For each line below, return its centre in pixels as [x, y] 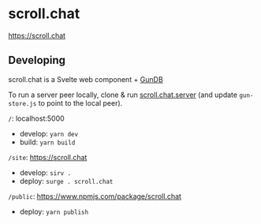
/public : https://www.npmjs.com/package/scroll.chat [95, 196]
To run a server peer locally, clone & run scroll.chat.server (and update [123, 95]
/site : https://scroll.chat [48, 157]
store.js [22, 103]
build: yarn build [47, 142]
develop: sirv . [45, 172]
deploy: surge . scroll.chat [66, 181]
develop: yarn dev [49, 133]
